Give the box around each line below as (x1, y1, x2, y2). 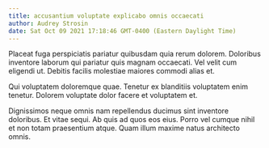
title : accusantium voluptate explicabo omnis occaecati (8, 11, 204, 20)
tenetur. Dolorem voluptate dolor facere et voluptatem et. (8, 91, 198, 100)
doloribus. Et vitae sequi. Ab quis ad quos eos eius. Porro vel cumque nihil (8, 115, 255, 125)
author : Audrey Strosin (8, 19, 89, 27)
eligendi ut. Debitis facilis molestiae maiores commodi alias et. (8, 66, 216, 76)
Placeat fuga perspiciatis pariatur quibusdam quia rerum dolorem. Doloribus (8, 49, 261, 59)
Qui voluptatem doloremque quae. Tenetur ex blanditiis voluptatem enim (8, 82, 249, 91)
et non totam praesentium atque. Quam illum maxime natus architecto (8, 123, 241, 133)
